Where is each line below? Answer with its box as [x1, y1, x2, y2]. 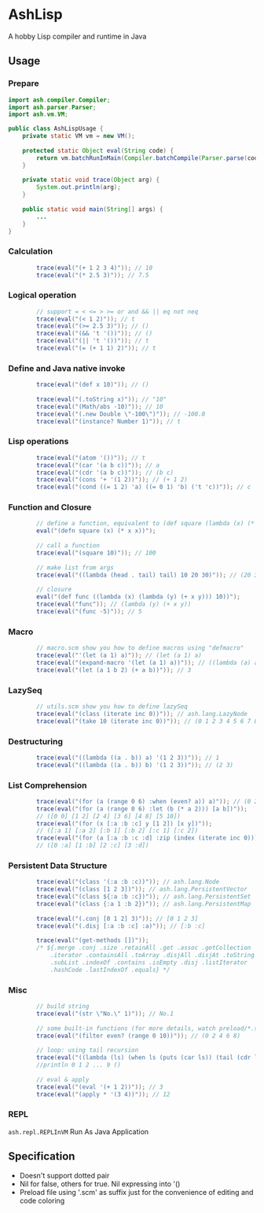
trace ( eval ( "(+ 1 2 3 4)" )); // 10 [36, 264, 153, 272]
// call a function [36, 542, 101, 550]
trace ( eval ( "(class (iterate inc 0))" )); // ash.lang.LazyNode [36, 710, 247, 718]
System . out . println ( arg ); [36, 184, 122, 191]
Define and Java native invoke [8, 362, 126, 373]
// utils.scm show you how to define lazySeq [36, 703, 189, 710]
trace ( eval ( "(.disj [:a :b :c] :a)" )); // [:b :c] [36, 922, 206, 930]
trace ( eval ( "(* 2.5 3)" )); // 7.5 [36, 271, 149, 279]
